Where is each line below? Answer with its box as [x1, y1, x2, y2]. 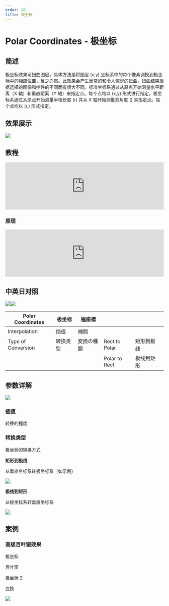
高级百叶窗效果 [5, 541, 42, 548]
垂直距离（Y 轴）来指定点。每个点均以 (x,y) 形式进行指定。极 [31, 90, 158, 96]
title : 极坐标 [5, 12, 33, 17]
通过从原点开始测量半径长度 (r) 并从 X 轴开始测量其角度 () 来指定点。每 [14, 96, 160, 102]
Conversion [8, 344, 35, 351]
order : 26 [5, 7, 26, 13]
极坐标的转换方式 [5, 447, 41, 453]
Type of [8, 338, 26, 345]
